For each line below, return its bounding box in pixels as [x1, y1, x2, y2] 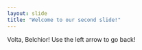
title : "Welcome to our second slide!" [7, 16, 121, 23]
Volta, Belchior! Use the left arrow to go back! [7, 35, 136, 43]
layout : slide [7, 10, 48, 17]
